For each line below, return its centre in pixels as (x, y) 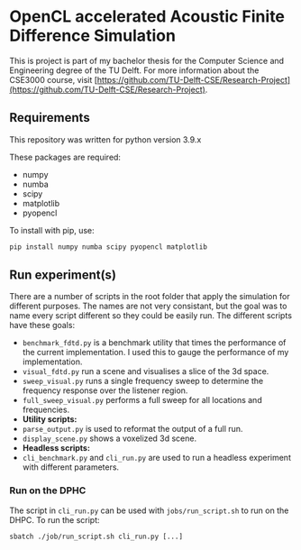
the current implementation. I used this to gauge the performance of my (155, 353)
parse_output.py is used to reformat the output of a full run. (132, 429)
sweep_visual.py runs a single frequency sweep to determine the (143, 381)
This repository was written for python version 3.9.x (105, 139)
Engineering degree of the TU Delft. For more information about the (134, 70)
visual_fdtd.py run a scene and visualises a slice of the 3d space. (146, 371)
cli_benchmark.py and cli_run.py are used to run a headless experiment (156, 458)
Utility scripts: (50, 419)
